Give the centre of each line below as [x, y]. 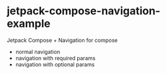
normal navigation [38, 51]
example [29, 24]
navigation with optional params [55, 64]
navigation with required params [55, 58]
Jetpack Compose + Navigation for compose [62, 40]
